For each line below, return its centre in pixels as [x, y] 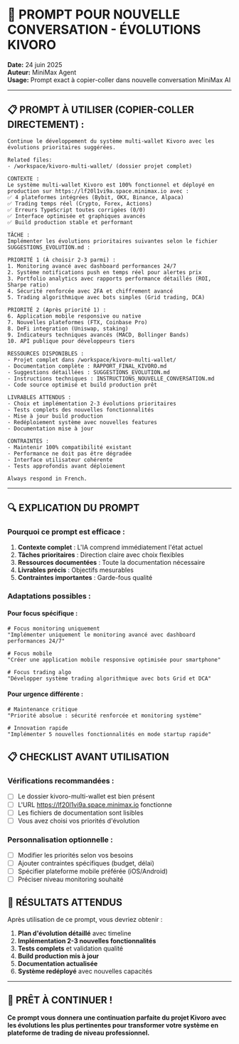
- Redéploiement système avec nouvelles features [83, 422]
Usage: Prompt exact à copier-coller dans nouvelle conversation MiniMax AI [119, 80]
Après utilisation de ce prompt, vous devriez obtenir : [85, 920]
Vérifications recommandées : [61, 781]
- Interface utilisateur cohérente [60, 460]
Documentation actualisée [58, 964]
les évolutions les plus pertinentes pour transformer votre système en [113, 1025]
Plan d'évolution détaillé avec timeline [74, 933]
